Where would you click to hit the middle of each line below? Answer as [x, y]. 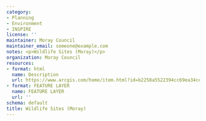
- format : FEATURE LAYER [38, 86]
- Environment [25, 23]
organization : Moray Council [44, 57]
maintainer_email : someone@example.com [57, 46]
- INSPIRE [19, 29]
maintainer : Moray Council [41, 40]
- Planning [20, 18]
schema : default [27, 103]
